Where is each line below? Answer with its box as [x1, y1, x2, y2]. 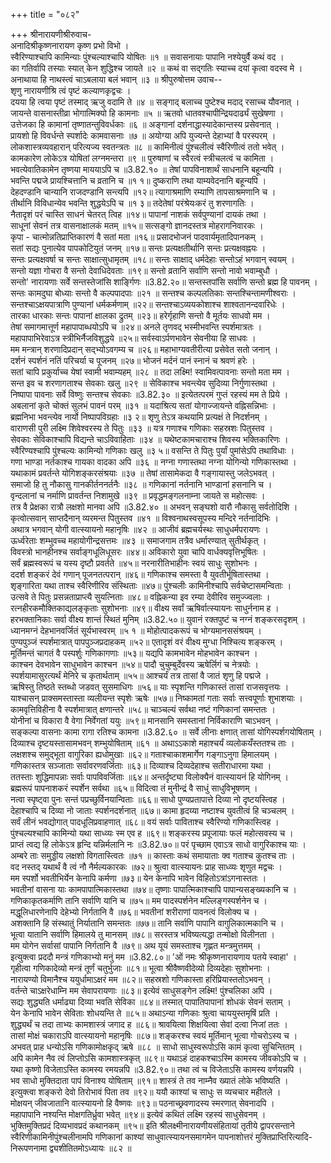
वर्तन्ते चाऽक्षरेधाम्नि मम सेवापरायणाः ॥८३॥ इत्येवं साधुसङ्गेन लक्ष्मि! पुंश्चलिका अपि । [10, 985, 273, 996]
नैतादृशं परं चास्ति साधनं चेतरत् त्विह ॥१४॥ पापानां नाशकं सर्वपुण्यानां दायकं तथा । [10, 209, 267, 220]
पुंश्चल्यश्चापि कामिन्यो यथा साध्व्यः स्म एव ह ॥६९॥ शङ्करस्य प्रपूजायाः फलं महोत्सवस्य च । [10, 827, 294, 839]
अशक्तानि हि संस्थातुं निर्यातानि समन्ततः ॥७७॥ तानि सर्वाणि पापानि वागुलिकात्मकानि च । [10, 917, 285, 929]
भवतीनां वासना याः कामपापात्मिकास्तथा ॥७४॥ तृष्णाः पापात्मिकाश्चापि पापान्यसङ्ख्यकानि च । [10, 884, 297, 895]
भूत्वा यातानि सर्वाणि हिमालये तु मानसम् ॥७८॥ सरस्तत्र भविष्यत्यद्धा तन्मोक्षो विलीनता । [10, 929, 275, 940]
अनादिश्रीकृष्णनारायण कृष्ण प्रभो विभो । [10, 40, 130, 51]
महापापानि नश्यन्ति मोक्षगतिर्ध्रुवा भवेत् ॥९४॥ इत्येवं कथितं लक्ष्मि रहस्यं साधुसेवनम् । [10, 1109, 267, 1120]
